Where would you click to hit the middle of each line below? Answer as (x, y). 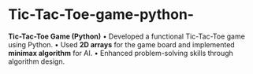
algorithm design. (37, 61)
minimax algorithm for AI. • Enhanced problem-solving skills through (121, 53)
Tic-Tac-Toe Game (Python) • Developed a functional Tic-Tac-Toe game (127, 36)
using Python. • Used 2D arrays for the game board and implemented (121, 44)
